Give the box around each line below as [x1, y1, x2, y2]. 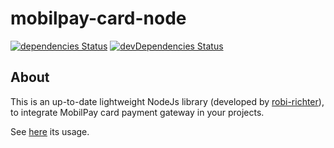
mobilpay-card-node [10, 7, 187, 30]
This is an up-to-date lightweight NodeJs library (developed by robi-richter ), [10, 95, 325, 107]
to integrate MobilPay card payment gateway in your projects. [10, 106, 265, 118]
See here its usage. [10, 125, 90, 137]
